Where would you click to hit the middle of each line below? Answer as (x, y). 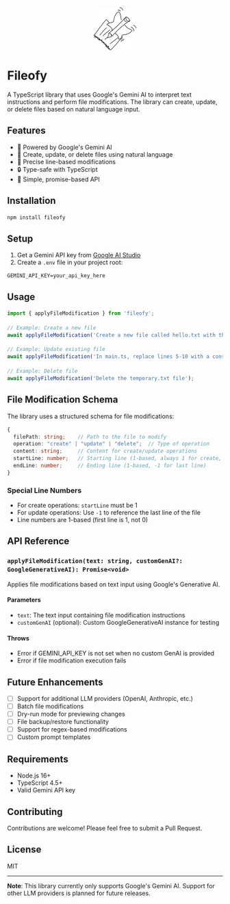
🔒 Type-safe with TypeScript (57, 169)
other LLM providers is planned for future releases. (79, 893)
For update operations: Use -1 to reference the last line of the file (108, 513)
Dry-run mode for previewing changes (71, 714)
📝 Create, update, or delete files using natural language (95, 154)
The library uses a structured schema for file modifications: (91, 416)
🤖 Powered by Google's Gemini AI (65, 147)
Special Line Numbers (44, 490)
